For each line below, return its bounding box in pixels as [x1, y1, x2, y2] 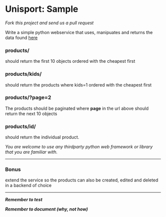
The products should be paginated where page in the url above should [5, 105, 149, 111]
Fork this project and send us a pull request [5, 20, 94, 26]
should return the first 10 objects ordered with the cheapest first [5, 58, 135, 64]
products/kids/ [5, 71, 42, 78]
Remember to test [5, 197, 43, 203]
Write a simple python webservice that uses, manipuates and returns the [5, 29, 153, 35]
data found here [5, 35, 38, 41]
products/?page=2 [5, 94, 51, 101]
